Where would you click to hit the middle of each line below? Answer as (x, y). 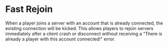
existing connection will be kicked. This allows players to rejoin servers (79, 28)
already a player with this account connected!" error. (60, 39)
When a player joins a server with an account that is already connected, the (84, 23)
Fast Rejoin (29, 9)
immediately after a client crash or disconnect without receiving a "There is (84, 33)
